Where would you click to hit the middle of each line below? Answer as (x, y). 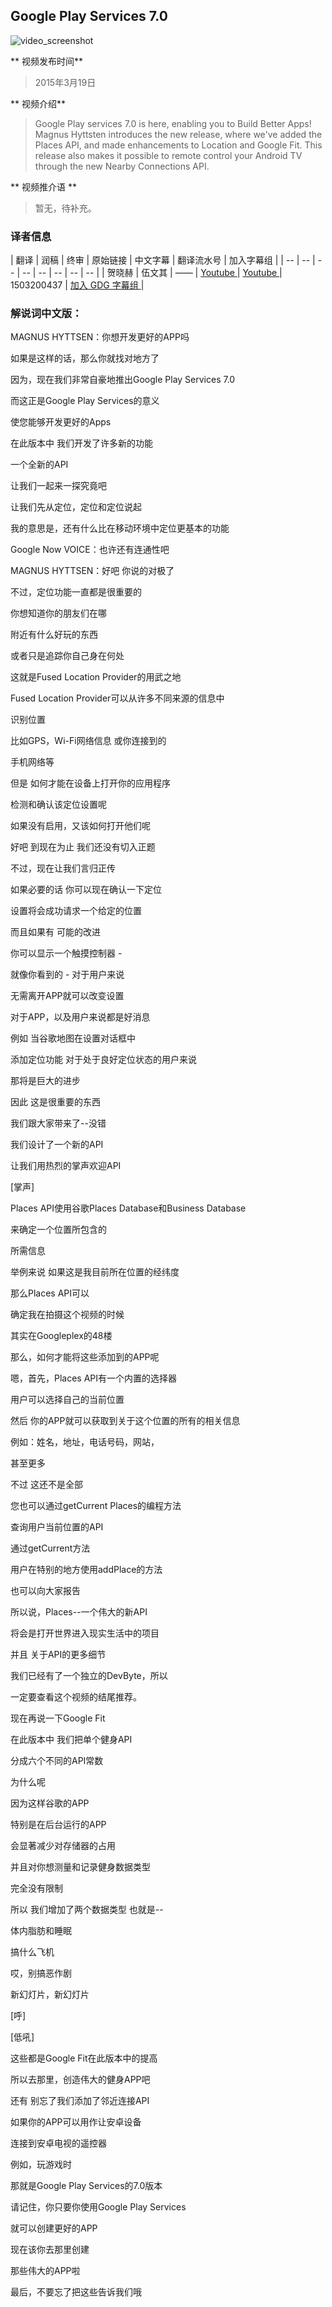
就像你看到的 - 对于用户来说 (67, 975)
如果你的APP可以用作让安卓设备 (76, 2122)
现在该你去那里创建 (50, 2250)
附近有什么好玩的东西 (54, 635)
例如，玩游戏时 (41, 2165)
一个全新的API (39, 465)
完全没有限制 (36, 1888)
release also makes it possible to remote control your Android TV (168, 155)
